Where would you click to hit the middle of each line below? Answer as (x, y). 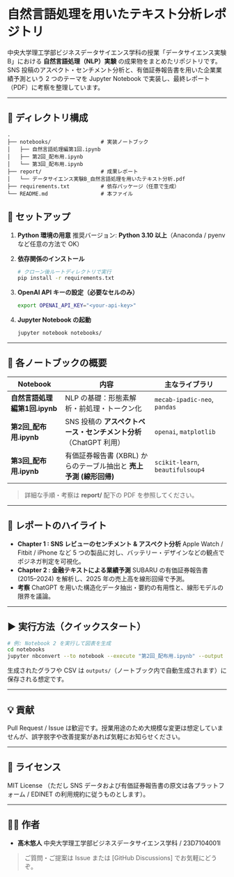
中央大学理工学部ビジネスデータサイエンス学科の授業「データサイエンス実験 (117, 52)
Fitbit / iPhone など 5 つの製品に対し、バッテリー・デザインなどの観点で (121, 553)
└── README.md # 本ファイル (70, 194)
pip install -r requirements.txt (66, 278)
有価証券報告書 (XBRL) (102, 456)
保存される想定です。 (38, 679)
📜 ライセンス (34, 767)
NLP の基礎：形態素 (97, 398)
